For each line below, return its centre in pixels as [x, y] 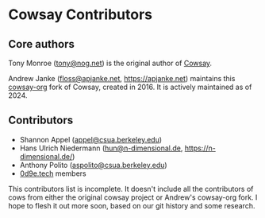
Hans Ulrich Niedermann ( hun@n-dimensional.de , [101, 148]
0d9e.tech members [53, 173]
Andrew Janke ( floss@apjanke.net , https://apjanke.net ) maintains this [122, 78]
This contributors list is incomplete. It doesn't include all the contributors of [131, 189]
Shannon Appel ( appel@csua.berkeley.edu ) [91, 139]
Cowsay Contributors [81, 15]
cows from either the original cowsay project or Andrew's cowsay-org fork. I [133, 197]
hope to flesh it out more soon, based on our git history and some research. [132, 205]
